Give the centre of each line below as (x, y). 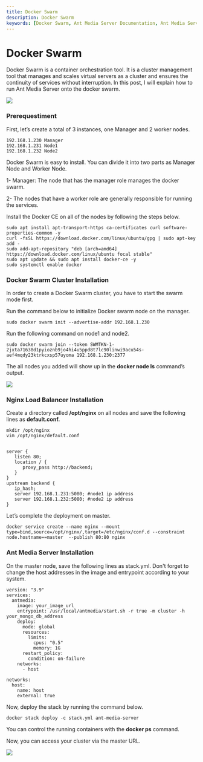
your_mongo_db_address (35, 616)
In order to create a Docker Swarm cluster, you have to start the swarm (95, 293)
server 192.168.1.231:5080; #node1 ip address (74, 494)
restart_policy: (43, 653)
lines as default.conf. (33, 419)
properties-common (29, 233)
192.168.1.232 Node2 (32, 151)
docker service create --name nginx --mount (63, 527)
